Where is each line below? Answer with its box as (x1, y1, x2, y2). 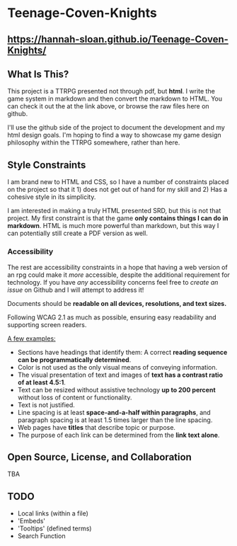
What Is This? (7, 68, 69, 80)
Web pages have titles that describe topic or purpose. (17, 423, 175, 431)
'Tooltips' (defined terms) (17, 524, 92, 533)
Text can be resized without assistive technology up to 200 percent (17, 385, 216, 394)
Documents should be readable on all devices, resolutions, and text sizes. (7, 299, 227, 307)
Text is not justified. (17, 400, 76, 409)
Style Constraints (7, 159, 86, 171)
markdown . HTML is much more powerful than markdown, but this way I (7, 222, 219, 230)
